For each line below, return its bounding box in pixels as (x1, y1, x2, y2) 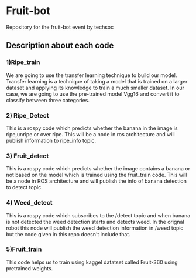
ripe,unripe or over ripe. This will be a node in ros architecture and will (6, 130, 175, 138)
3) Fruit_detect (6, 152, 49, 160)
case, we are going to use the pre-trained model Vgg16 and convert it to (6, 90, 180, 98)
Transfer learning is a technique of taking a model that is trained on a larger (6, 78, 188, 85)
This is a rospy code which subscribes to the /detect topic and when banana (6, 212, 191, 219)
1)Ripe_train (6, 58, 40, 66)
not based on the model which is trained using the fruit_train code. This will (6, 172, 187, 179)
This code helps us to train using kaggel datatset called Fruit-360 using (6, 259, 178, 266)
